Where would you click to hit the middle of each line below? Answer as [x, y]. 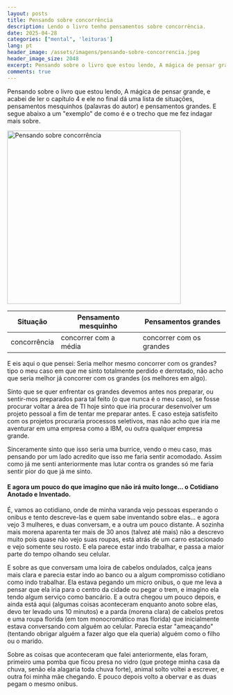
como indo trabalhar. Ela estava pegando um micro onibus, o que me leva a [115, 582]
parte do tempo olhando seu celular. [59, 554]
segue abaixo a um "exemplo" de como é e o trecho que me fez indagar [110, 113]
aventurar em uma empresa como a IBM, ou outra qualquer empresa [105, 428]
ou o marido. [25, 641]
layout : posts [28, 14]
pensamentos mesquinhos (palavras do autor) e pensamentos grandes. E [112, 106]
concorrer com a [88, 337]
